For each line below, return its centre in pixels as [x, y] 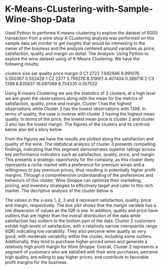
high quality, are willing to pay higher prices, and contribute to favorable [77, 257]
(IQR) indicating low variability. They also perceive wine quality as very [76, 231]
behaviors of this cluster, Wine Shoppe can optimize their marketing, [73, 180]
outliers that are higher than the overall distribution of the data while [73, 215]
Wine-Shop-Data [40, 19]
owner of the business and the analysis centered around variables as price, [80, 48]
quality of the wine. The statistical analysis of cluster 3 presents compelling [81, 144]
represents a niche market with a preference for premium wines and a [75, 165]
